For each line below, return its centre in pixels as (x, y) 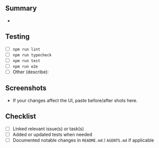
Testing (18, 37)
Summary (21, 8)
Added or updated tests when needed (52, 134)
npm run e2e (25, 66)
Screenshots (26, 88)
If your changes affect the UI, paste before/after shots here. (75, 100)
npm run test (26, 61)
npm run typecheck (32, 55)
